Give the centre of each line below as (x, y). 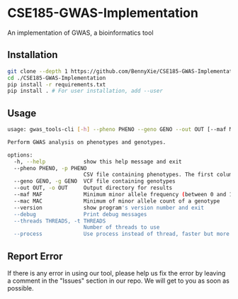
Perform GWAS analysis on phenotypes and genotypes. (87, 142)
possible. (21, 288)
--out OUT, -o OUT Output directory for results (93, 188)
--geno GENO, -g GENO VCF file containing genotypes (95, 181)
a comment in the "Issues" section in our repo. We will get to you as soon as (119, 281)
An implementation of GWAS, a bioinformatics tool (80, 33)
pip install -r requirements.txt (57, 84)
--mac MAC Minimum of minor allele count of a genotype (117, 201)
